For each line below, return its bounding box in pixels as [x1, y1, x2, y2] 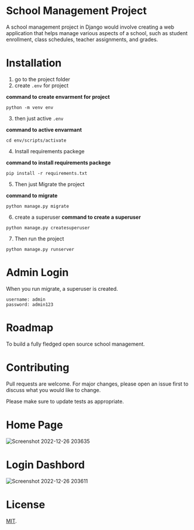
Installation [6, 57, 62, 70]
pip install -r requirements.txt [6, 170, 88, 176]
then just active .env [14, 115, 64, 122]
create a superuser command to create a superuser [14, 214, 141, 221]
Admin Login [6, 266, 69, 279]
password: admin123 [6, 301, 54, 308]
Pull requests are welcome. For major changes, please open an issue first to [6, 380, 189, 387]
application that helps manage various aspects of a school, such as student [6, 29, 188, 36]
